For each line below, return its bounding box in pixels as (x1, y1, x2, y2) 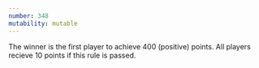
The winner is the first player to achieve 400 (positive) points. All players (8, 41, 252, 51)
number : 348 (8, 11, 49, 20)
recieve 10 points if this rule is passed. (8, 50, 136, 60)
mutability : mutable (8, 19, 79, 28)
